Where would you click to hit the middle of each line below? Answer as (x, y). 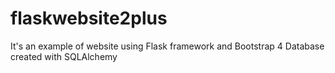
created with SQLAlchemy (64, 56)
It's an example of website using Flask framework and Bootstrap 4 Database (167, 46)
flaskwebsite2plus (89, 18)
